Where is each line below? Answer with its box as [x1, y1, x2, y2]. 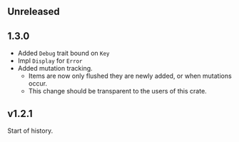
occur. [28, 79, 48, 88]
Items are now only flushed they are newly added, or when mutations [28, 71, 232, 81]
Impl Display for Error [17, 56, 83, 65]
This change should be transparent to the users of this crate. [28, 87, 207, 96]
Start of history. [7, 126, 54, 135]
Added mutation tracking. [17, 64, 93, 73]
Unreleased [7, 6, 61, 18]
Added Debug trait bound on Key [17, 49, 110, 58]
